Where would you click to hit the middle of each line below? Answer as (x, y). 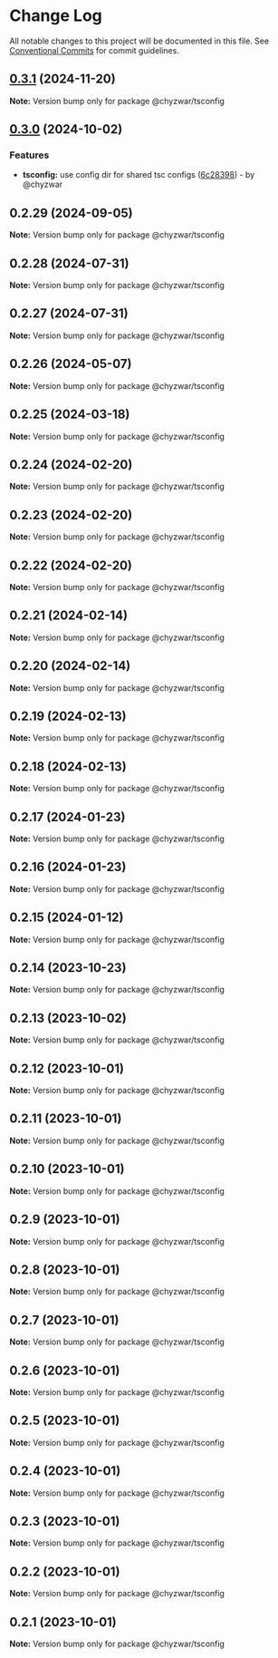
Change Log (56, 16)
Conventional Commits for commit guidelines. (94, 50)
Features (29, 155)
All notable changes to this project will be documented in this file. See (139, 41)
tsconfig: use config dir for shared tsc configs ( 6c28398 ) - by (139, 175)
